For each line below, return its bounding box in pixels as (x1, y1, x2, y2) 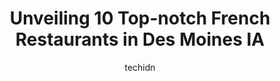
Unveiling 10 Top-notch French (9, 7, 271, 30)
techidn (124, 61, 156, 73)
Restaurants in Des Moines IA (15, 28, 265, 51)
